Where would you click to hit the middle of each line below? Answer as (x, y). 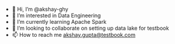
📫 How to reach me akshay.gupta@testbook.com (74, 35)
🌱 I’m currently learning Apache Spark (59, 22)
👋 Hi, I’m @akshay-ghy (40, 9)
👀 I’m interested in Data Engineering (56, 15)
